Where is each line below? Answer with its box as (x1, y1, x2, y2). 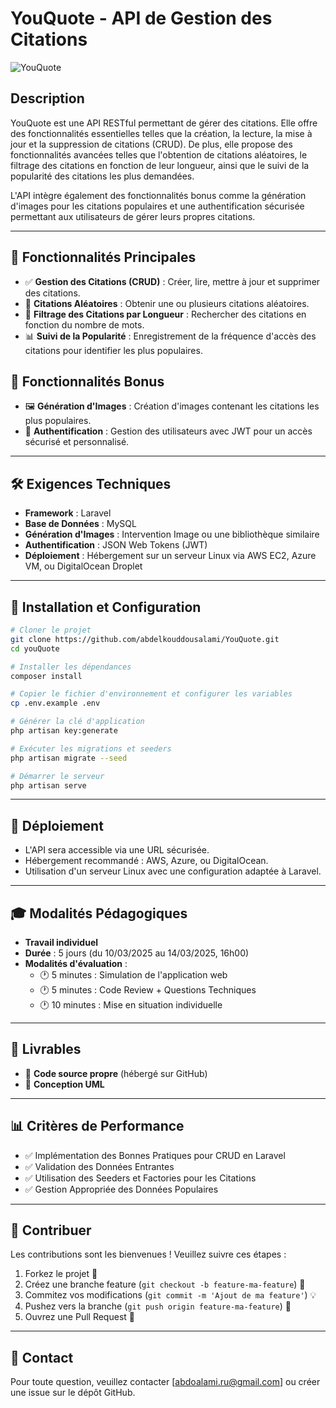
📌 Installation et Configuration (10, 598, 202, 616)
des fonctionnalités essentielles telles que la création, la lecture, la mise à (10, 127, 313, 139)
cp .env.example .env (10, 698, 101, 709)
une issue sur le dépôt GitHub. (10, 1387, 136, 1399)
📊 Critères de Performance (10, 1118, 185, 1135)
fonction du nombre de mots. (24, 318, 145, 331)
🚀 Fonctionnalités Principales (10, 249, 197, 266)
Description (10, 90, 85, 107)
